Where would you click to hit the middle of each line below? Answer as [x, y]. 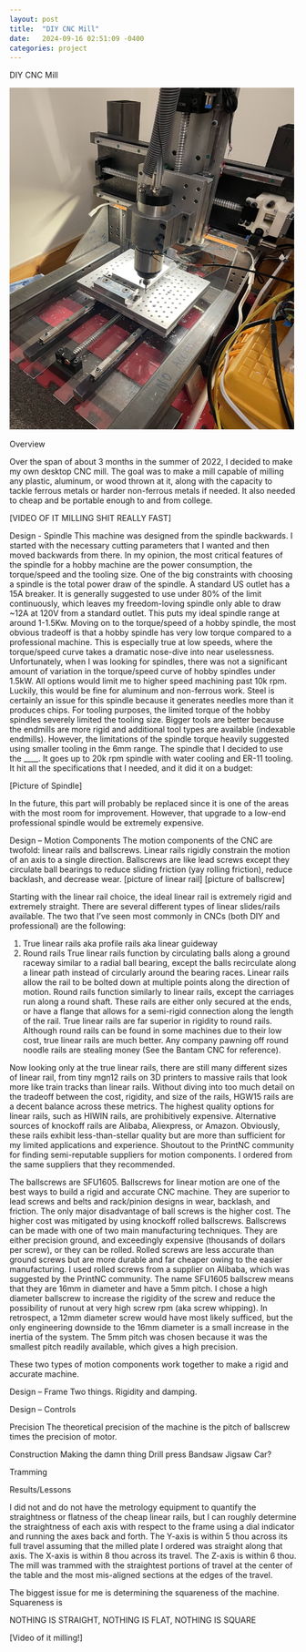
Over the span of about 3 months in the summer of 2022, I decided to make [151, 462]
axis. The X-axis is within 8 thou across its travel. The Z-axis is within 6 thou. [153, 1556]
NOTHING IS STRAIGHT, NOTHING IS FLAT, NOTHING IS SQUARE [133, 1620]
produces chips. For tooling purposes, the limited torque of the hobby [140, 710]
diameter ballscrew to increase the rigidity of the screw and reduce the [143, 1298]
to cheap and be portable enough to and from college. [111, 500]
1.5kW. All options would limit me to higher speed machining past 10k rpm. [148, 681]
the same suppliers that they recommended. [92, 1165]
